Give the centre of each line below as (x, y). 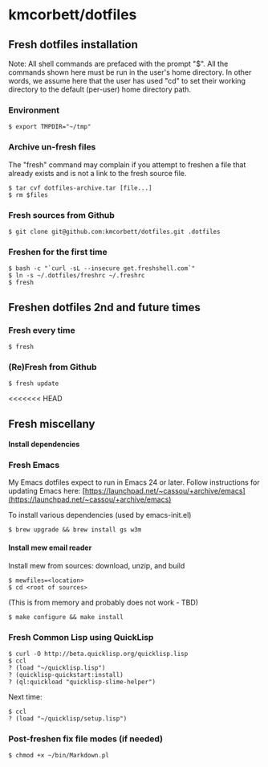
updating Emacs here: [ (47, 491)
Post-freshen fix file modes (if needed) (85, 739)
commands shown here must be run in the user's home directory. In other (130, 72)
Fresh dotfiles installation (73, 45)
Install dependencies (44, 445)
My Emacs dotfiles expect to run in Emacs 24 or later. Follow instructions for (134, 482)
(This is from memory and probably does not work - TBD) (104, 602)
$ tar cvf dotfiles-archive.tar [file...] (80, 188)
